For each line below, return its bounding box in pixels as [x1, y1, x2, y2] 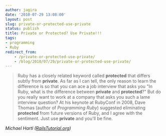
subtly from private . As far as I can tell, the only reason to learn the [17, 78, 156, 84]
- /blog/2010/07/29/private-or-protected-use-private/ [14, 59, 131, 64]
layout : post [5, 17, 33, 22]
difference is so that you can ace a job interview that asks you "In [17, 84, 153, 90]
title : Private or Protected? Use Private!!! [5, 31, 102, 36]
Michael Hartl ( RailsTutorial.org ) [5, 125, 71, 131]
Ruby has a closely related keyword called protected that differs [17, 73, 150, 79]
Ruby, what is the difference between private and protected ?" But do [17, 89, 161, 95]
